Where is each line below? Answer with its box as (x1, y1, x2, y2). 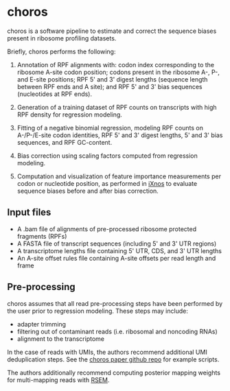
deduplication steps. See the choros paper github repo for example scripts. (7, 355, 220, 364)
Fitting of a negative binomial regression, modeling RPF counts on (16, 123, 204, 132)
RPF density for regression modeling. (16, 110, 122, 119)
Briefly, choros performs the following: (7, 47, 116, 56)
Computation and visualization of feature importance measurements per (16, 172, 222, 180)
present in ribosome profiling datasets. (7, 34, 117, 42)
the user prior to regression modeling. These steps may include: (7, 307, 189, 315)
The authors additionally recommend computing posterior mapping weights (7, 368, 221, 377)
